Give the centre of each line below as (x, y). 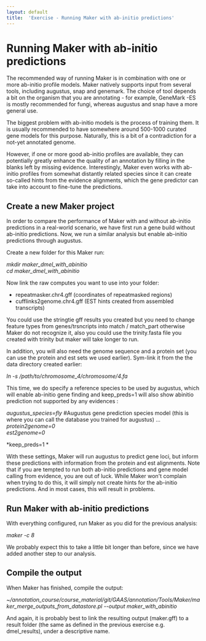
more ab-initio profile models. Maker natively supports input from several (99, 85)
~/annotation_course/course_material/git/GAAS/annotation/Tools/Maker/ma (103, 599)
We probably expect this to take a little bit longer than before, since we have (103, 547)
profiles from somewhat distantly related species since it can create (106, 174)
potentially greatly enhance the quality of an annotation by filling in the (96, 161)
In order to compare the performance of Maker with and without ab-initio (99, 221)
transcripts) (30, 308)
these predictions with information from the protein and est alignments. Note (103, 463)
